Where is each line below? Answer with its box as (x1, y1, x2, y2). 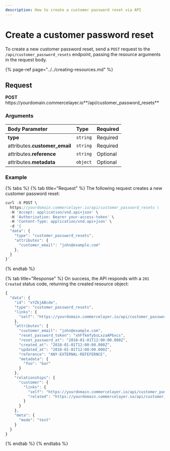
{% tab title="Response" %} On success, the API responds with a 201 (5, 276, 150, 282)
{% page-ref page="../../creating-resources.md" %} (5, 66, 113, 72)
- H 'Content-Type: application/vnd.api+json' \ (10, 219, 112, 224)
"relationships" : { (14, 375, 56, 380)
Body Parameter (8, 125, 48, 132)
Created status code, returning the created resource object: (5, 281, 129, 287)
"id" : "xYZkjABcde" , (14, 300, 58, 306)
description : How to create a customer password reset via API (5, 7, 142, 13)
